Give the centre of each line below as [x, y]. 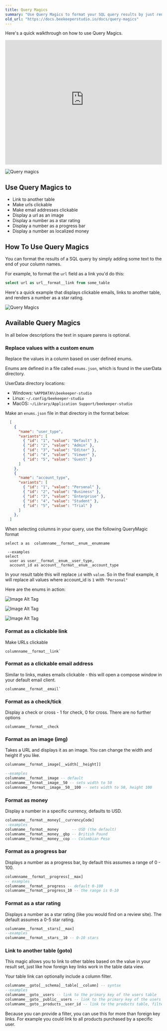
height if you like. [23, 756]
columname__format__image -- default [44, 778]
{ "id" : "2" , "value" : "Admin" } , [59, 446]
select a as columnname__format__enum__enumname [58, 543]
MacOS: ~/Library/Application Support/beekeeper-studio [72, 403]
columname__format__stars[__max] [40, 929]
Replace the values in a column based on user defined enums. [69, 359]
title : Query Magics [27, 10]
